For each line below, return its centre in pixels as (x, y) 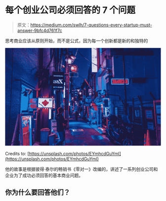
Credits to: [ (17, 153)
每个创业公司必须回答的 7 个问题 (70, 10)
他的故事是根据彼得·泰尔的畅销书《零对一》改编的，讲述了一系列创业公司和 (82, 169)
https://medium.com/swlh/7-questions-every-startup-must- (91, 25)
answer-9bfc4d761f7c (40, 30)
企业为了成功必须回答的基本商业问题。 (44, 175)
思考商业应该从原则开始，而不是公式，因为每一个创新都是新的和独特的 (77, 41)
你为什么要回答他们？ (38, 192)
